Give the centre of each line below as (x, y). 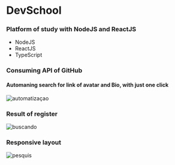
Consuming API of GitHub (44, 71)
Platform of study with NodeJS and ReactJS (71, 29)
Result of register (32, 113)
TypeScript (28, 55)
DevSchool (34, 10)
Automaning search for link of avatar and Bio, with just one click (87, 85)
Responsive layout (34, 142)
